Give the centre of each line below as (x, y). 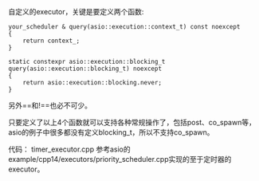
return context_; (51, 41)
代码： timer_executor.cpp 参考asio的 (69, 149)
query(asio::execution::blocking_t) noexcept (85, 69)
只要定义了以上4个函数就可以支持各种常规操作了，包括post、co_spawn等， (132, 122)
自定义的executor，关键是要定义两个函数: (76, 12)
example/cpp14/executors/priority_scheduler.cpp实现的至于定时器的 (120, 159)
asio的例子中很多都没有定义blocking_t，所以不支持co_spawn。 (111, 132)
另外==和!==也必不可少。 (50, 105)
